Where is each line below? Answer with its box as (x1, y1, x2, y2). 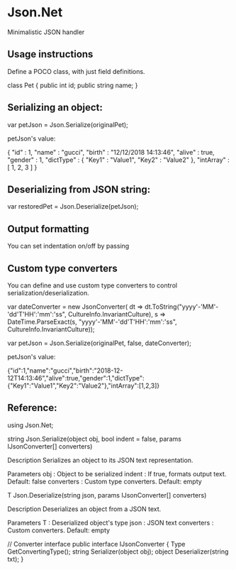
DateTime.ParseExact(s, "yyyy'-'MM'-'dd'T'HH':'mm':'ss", (7, 317, 177, 326)
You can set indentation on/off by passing (7, 242, 130, 251)
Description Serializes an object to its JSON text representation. (7, 456, 193, 464)
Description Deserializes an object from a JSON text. (7, 505, 162, 513)
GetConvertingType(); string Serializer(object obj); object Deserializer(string (7, 547, 229, 556)
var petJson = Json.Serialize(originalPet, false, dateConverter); (7, 339, 191, 347)
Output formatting (7, 223, 89, 235)
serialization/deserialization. (7, 289, 90, 297)
